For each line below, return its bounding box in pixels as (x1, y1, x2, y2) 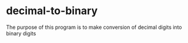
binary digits (6, 29, 36, 37)
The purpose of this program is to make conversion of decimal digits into (6, 24, 182, 31)
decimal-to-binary (6, 4, 98, 18)
